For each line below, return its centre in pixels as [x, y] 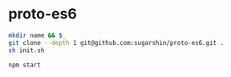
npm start [25, 65]
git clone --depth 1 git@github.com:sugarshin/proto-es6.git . [116, 43]
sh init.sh [26, 50]
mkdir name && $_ [37, 35]
